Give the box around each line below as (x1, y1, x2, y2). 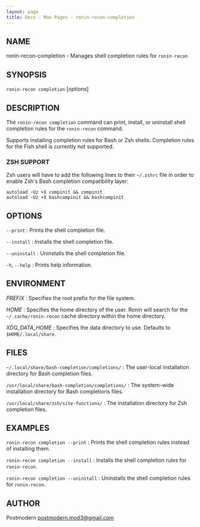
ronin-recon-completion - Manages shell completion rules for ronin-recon (6, 52, 188, 60)
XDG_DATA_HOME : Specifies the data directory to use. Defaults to (6, 324, 171, 331)
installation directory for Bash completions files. (6, 388, 124, 395)
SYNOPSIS (6, 69, 47, 79)
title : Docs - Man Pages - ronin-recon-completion (6, 14, 135, 20)
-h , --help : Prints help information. (6, 261, 93, 269)
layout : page (6, 8, 39, 15)
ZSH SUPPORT (6, 158, 50, 166)
